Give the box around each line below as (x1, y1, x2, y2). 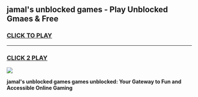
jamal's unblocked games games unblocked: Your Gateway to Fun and (6, 78, 182, 85)
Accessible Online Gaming (6, 84, 73, 91)
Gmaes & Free (6, 14, 59, 24)
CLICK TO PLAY (6, 32, 52, 40)
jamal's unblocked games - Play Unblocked (6, 5, 168, 15)
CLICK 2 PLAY (6, 53, 48, 62)
